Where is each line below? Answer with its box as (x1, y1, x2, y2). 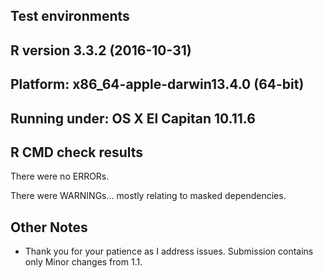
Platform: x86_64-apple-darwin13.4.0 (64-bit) (10, 76, 305, 93)
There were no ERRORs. (10, 170, 110, 183)
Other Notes (10, 219, 88, 236)
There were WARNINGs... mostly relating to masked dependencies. (10, 190, 287, 202)
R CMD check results (10, 144, 144, 161)
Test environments (10, 8, 130, 25)
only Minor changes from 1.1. (24, 256, 143, 268)
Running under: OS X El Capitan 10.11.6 (10, 110, 256, 127)
